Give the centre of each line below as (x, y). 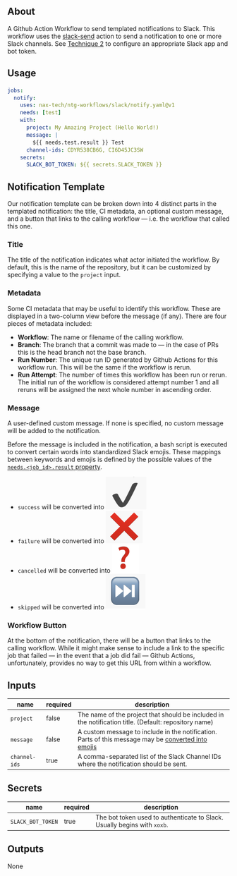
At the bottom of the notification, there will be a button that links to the (109, 640)
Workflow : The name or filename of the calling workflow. (101, 337)
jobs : (15, 90)
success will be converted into (61, 506)
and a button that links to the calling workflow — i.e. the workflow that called (119, 219)
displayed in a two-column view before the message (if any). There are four (117, 316)
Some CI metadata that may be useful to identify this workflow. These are (114, 308)
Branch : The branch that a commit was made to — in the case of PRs (118, 344)
